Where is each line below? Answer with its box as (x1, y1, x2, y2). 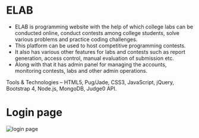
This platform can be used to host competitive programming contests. (14, 42, 186, 49)
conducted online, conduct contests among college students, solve (14, 29, 180, 36)
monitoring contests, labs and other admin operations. (14, 67, 148, 74)
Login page (6, 106, 62, 119)
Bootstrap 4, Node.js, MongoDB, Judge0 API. (6, 85, 117, 92)
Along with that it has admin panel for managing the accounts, (14, 60, 167, 68)
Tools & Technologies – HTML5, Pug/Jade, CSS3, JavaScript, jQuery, (6, 78, 175, 86)
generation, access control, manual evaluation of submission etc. (14, 54, 174, 62)
